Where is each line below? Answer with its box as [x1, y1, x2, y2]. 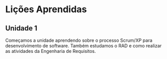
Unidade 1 [5, 24, 37, 33]
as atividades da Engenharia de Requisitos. [5, 48, 96, 54]
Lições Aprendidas [5, 4, 87, 15]
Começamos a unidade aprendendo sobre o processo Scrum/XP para [5, 37, 153, 43]
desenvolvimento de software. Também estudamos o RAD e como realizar [5, 43, 162, 49]
